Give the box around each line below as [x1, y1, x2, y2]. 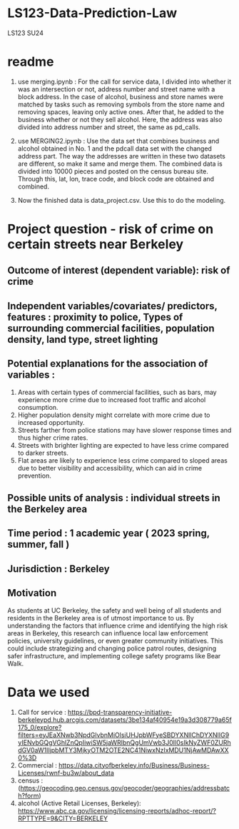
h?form [17, 791, 39, 800]
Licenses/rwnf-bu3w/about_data [17, 768, 114, 777]
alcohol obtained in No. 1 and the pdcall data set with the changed [17, 144, 213, 153]
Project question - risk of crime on [7, 221, 214, 237]
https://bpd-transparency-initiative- [67, 708, 173, 716]
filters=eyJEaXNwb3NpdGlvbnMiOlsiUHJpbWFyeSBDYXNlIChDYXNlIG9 [17, 730, 230, 739]
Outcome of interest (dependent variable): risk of [7, 264, 230, 276]
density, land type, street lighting [7, 333, 158, 346]
